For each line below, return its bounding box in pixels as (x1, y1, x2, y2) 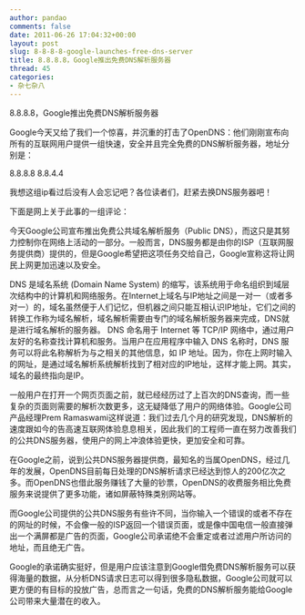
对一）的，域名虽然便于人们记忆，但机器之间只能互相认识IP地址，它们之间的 (9, 302, 296, 313)
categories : (9, 73, 55, 82)
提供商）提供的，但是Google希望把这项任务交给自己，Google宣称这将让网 (16, 248, 295, 259)
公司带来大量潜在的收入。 (9, 595, 106, 606)
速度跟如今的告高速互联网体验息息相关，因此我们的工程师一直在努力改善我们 (9, 423, 297, 434)
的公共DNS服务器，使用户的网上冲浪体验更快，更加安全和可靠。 (9, 435, 250, 446)
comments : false (9, 22, 71, 31)
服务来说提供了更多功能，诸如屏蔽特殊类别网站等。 (9, 488, 201, 499)
